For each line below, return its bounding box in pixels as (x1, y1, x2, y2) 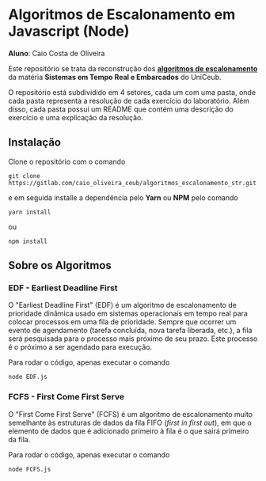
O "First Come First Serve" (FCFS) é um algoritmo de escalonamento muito (8, 409, 253, 419)
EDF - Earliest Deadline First (8, 282, 118, 294)
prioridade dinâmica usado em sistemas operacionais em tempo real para (8, 309, 248, 318)
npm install (8, 237, 47, 245)
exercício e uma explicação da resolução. (8, 112, 144, 122)
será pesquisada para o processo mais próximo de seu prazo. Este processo (8, 334, 258, 343)
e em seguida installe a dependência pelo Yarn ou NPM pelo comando (8, 192, 239, 203)
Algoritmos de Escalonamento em (8, 6, 236, 24)
